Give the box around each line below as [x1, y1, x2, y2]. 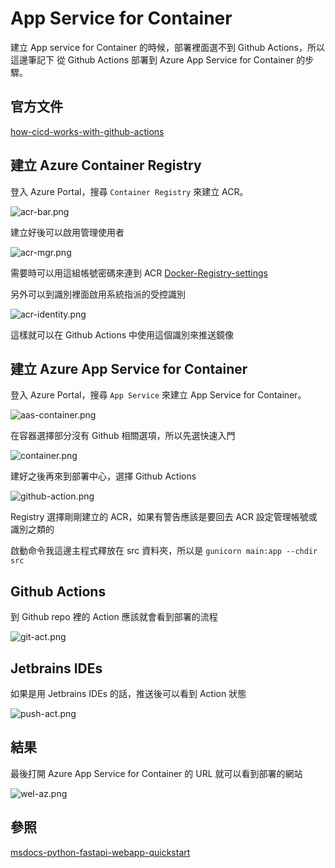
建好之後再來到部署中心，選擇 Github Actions [10, 470, 197, 482]
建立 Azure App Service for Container [10, 360, 248, 377]
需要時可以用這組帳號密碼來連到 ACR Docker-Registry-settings [10, 267, 268, 279]
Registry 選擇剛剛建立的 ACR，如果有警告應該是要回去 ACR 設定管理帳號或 [10, 511, 318, 523]
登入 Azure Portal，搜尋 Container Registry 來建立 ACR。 [10, 185, 249, 197]
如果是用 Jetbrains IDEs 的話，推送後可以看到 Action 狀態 [10, 688, 247, 699]
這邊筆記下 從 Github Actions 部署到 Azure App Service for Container [10, 53, 295, 66]
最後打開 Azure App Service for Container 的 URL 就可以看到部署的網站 [10, 767, 303, 779]
